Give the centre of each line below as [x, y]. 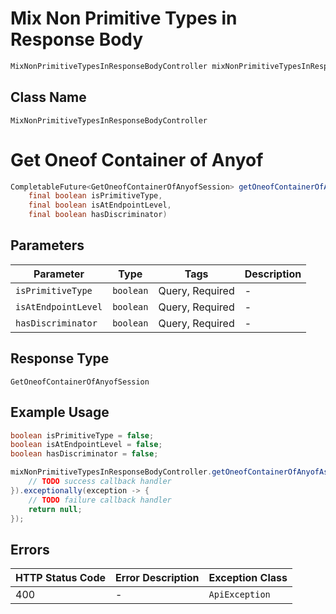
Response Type [60, 358]
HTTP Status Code [61, 578]
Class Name [48, 97]
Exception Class [248, 578]
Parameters [47, 245]
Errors [30, 549]
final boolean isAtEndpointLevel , [100, 205]
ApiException [239, 595]
